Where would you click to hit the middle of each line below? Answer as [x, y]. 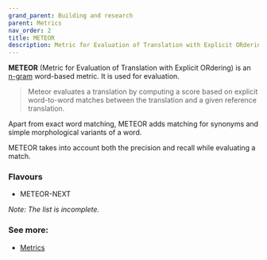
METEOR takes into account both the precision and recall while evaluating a [132, 148]
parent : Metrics [35, 23]
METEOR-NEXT [45, 194]
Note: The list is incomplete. [54, 210]
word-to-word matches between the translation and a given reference [142, 100]
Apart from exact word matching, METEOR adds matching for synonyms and [133, 124]
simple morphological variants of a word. [75, 133]
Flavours [25, 177]
